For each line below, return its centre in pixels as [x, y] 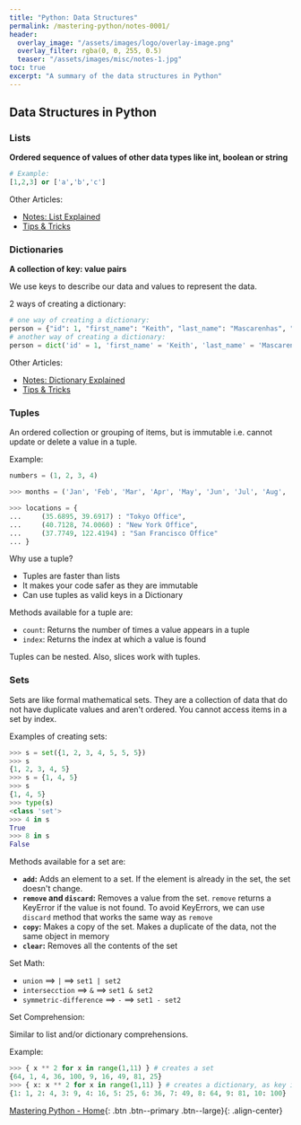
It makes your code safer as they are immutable [110, 585]
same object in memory [66, 936]
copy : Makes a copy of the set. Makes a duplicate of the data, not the [149, 927]
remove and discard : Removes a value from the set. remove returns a [146, 898]
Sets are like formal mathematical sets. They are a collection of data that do [149, 699]
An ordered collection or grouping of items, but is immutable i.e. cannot [141, 433]
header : [24, 34]
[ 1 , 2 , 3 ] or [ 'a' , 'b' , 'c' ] [57, 182]
